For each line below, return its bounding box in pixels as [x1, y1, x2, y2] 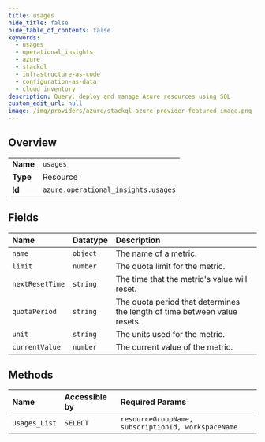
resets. [115, 316, 141, 327]
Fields [8, 211, 39, 225]
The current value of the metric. [115, 341, 233, 352]
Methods [8, 369, 54, 382]
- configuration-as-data [15, 77, 97, 85]
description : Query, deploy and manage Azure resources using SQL [8, 92, 231, 100]
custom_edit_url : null [8, 99, 83, 107]
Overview [8, 136, 58, 150]
